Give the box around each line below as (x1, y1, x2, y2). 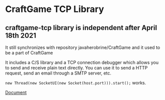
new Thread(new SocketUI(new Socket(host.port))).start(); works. (5, 80, 146, 85)
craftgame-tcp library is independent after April (5, 23, 157, 32)
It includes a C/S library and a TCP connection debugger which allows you (5, 59, 159, 65)
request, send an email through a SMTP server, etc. (5, 70, 112, 76)
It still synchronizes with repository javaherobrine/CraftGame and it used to (5, 44, 160, 50)
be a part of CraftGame (5, 50, 53, 55)
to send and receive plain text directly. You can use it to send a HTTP (5, 65, 148, 70)
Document (5, 89, 27, 95)
